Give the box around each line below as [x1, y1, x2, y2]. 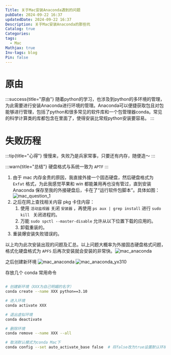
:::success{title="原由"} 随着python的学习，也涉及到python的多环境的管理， [5, 96, 165, 102]
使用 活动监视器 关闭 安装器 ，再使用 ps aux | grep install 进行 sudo [20, 205, 161, 211]
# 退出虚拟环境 [5, 312, 33, 317]
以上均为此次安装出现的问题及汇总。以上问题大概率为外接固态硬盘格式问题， [5, 241, 166, 248]
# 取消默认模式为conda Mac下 [5, 340, 61, 345]
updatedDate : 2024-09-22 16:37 [5, 17, 72, 22]
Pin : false [5, 54, 28, 60]
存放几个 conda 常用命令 [5, 269, 57, 276]
